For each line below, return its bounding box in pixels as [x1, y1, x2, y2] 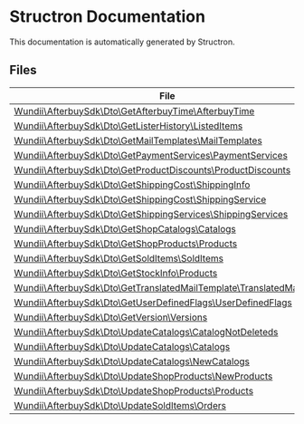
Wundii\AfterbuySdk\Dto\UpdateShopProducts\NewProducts [14, 370, 273, 382]
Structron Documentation [9, 6, 206, 27]
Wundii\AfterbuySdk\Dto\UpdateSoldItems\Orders [14, 399, 226, 411]
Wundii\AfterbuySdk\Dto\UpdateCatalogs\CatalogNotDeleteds [14, 325, 279, 338]
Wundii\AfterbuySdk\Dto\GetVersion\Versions [14, 311, 208, 323]
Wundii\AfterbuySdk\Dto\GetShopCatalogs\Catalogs [14, 222, 237, 235]
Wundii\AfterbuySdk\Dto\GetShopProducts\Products [14, 237, 238, 250]
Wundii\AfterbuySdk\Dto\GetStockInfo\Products [14, 266, 218, 279]
